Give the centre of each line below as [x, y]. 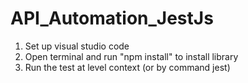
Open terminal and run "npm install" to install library [131, 56]
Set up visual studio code [77, 46]
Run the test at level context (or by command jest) [127, 67]
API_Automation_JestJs [112, 18]
